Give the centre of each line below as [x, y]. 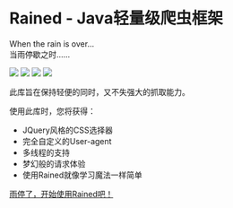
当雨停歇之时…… [40, 54]
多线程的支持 [46, 152]
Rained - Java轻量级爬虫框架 [116, 18]
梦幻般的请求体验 [54, 163]
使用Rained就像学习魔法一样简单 [82, 175]
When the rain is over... [52, 43]
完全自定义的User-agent [67, 141]
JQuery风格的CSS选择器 [68, 130]
